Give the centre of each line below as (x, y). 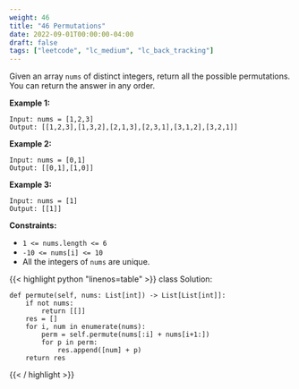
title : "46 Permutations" (57, 26)
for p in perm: (70, 342)
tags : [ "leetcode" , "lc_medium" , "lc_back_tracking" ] (112, 51)
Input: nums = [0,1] (48, 161)
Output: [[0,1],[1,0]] (51, 168)
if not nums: (50, 304)
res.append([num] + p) (99, 351)
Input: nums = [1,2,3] (51, 120)
